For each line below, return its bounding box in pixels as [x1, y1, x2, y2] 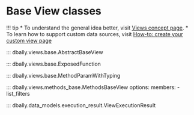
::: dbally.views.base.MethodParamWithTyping [6, 72, 121, 79]
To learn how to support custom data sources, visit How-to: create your [6, 30, 183, 37]
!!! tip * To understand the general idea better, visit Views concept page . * [6, 24, 189, 31]
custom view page [6, 37, 52, 44]
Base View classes [6, 4, 102, 18]
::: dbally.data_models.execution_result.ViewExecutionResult [6, 101, 156, 109]
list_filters [6, 90, 30, 97]
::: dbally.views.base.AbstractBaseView [6, 48, 103, 55]
